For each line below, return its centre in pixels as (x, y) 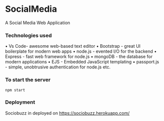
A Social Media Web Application (38, 23)
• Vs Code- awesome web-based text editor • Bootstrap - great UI (73, 46)
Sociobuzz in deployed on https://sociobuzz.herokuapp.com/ (67, 113)
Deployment (20, 102)
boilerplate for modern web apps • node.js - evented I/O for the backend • (81, 51)
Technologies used (28, 35)
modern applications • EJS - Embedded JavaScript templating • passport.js (82, 62)
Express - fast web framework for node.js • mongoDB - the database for (79, 57)
